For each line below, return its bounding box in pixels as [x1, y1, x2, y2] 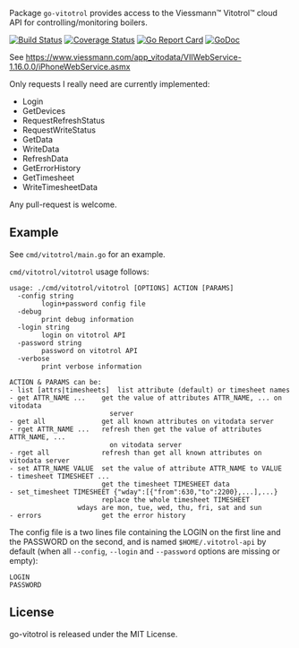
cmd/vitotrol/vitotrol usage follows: [9, 266, 149, 277]
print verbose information [41, 362, 142, 371]
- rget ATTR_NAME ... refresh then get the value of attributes [9, 425, 262, 434]
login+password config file [41, 299, 146, 308]
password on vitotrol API [41, 346, 139, 355]
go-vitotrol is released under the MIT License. [9, 628, 178, 639]
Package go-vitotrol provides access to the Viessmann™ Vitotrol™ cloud [9, 8, 278, 18]
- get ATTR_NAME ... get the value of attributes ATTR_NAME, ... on [9, 393, 282, 402]
